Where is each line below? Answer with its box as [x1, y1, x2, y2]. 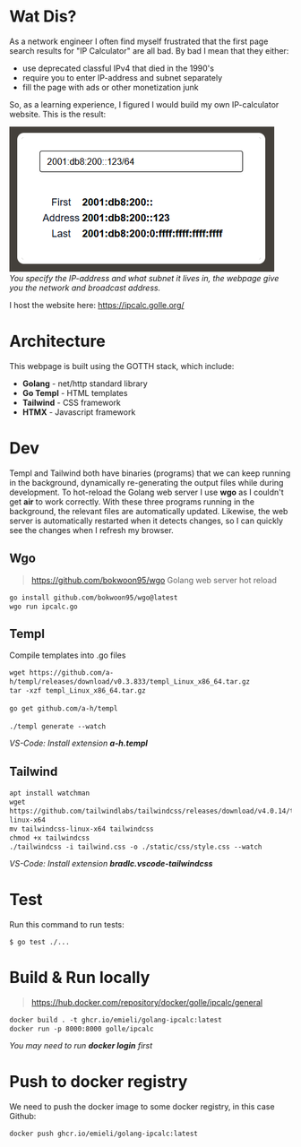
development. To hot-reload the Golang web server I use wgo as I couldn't [9, 487, 284, 497]
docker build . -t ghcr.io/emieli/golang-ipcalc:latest [9, 1015, 222, 1025]
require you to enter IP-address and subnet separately [21, 72, 223, 82]
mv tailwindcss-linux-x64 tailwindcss [9, 824, 154, 834]
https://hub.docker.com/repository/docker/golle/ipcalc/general [30, 997, 262, 1008]
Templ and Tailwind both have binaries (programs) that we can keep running [9, 468, 291, 479]
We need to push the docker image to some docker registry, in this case [9, 1101, 275, 1112]
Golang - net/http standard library [21, 378, 148, 389]
